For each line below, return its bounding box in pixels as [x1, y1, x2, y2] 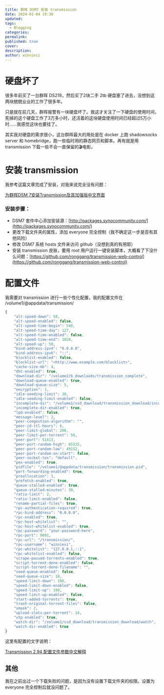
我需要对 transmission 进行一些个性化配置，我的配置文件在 [5, 295, 123, 300]
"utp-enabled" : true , [14, 615, 58, 620]
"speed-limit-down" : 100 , [14, 579, 67, 584]
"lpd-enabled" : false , [14, 410, 60, 415]
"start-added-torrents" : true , [14, 596, 78, 602]
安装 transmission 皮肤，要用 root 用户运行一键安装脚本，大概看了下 [12, 247, 149, 253]
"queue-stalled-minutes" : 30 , [14, 487, 76, 493]
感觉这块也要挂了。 [21, 121, 60, 127]
